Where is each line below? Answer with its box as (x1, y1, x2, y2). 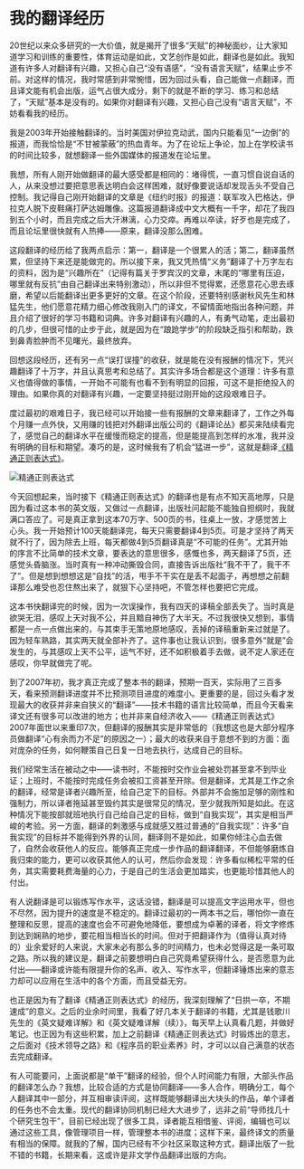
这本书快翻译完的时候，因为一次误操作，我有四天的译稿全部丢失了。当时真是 (9, 601, 295, 612)
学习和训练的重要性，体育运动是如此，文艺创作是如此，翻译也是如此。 (16, 51, 279, 62)
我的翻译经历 (9, 8, 106, 29)
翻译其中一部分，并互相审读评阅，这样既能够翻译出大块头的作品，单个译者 (16, 1092, 295, 1104)
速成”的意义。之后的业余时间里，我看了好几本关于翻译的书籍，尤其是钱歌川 (9, 1005, 291, 1016)
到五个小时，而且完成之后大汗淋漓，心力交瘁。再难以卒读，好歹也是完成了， (9, 214, 295, 224)
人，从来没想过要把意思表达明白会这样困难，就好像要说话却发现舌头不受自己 (9, 180, 295, 191)
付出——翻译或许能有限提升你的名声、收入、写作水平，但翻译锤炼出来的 (9, 964, 279, 974)
